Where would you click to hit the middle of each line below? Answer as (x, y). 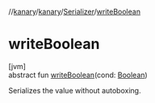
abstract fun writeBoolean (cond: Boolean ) (78, 75)
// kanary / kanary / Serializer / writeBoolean (75, 12)
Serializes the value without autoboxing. (75, 90)
